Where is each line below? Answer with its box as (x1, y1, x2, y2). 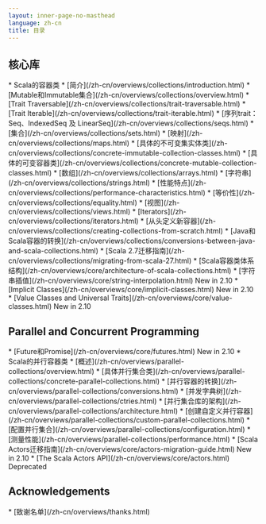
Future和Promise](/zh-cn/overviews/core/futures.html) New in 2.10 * (16, 347, 241, 356)
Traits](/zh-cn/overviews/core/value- (110, 293, 233, 302)
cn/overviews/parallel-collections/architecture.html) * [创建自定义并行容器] (8, 406, 253, 415)
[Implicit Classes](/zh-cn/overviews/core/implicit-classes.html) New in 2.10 (8, 285, 254, 295)
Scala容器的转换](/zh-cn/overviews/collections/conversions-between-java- (8, 236, 256, 246)
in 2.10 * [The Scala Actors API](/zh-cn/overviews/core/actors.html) (8, 453, 230, 463)
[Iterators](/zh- (137, 207, 187, 217)
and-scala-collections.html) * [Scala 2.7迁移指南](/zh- (8, 246, 185, 256)
